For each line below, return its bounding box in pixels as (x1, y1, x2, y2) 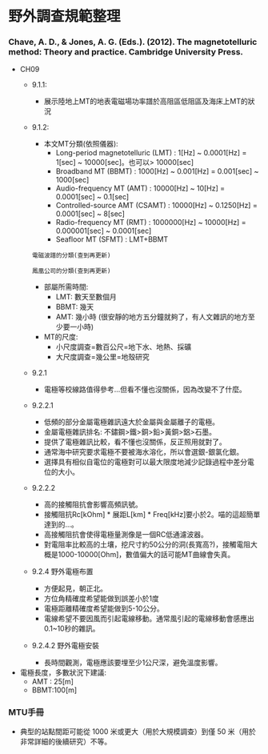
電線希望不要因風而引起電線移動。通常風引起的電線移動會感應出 (43, 614, 254, 624)
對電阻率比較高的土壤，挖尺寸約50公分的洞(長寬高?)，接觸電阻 (43, 539, 250, 549)
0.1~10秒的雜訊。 (43, 624, 100, 633)
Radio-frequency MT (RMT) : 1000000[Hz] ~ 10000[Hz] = (55, 218, 246, 227)
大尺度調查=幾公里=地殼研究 (55, 352, 150, 362)
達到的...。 (43, 519, 78, 529)
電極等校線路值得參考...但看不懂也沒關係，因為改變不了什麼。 (43, 385, 246, 395)
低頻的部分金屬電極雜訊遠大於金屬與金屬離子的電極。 (43, 417, 220, 427)
